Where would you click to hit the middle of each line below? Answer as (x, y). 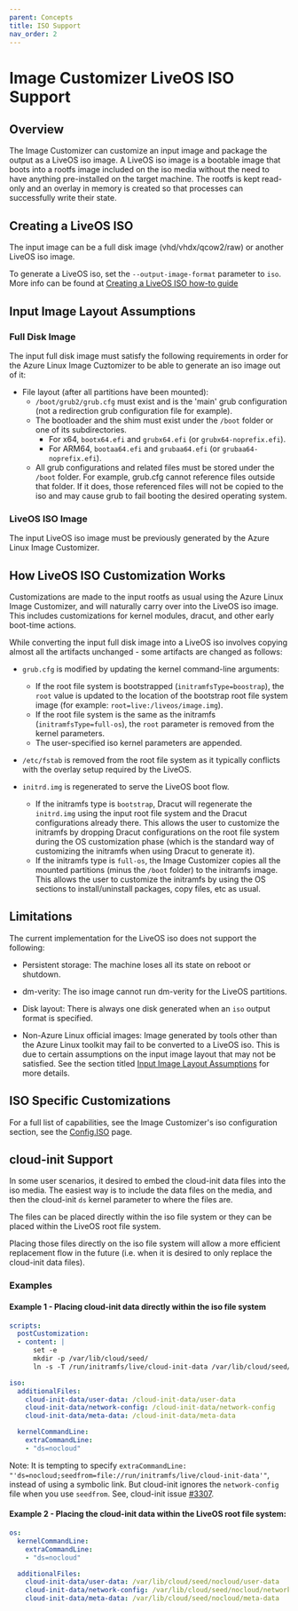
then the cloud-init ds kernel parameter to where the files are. (121, 1200)
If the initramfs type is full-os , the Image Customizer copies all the (158, 860)
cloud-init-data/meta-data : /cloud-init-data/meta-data (131, 1416)
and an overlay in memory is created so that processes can (135, 188)
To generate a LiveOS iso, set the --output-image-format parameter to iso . (145, 274)
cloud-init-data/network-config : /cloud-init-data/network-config (150, 1408)
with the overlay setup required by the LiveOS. (107, 769)
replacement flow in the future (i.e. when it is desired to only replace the (141, 1253)
